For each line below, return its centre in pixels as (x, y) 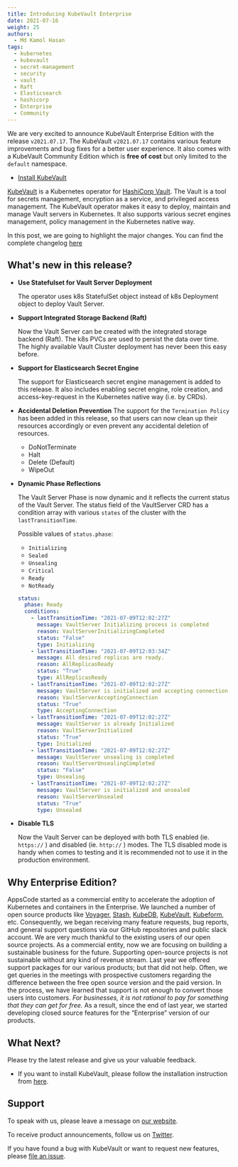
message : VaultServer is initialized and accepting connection (132, 691)
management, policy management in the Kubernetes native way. (101, 221)
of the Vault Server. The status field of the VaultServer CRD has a (113, 505)
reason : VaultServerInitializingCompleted (101, 631)
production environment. (54, 860)
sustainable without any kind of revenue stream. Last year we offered (109, 960)
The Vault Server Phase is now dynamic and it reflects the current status (124, 497)
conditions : (42, 612)
